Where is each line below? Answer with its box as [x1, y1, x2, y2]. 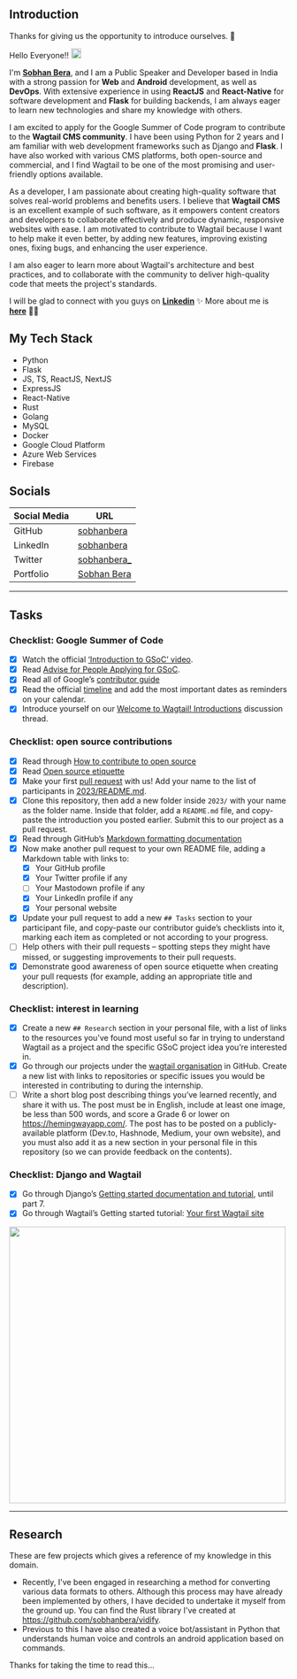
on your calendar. [21, 694, 87, 705]
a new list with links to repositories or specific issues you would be [21, 1071, 265, 1082]
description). [21, 980, 69, 990]
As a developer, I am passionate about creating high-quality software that [9, 186, 277, 196]
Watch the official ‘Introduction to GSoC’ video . [21, 654, 194, 665]
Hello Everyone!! [9, 50, 69, 60]
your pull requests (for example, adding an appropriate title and [21, 971, 253, 982]
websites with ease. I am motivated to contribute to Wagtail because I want [9, 223, 283, 234]
